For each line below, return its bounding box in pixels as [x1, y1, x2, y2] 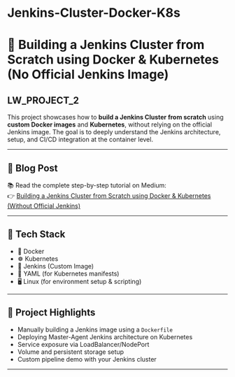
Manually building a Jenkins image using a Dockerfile [17, 325, 173, 334]
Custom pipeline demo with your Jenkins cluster [17, 355, 157, 363]
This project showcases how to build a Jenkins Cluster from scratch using [7, 113, 224, 122]
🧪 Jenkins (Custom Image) [17, 262, 94, 270]
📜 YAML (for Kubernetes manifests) [17, 269, 120, 278]
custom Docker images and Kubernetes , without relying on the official [7, 120, 212, 129]
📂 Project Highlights [7, 306, 96, 319]
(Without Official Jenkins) [7, 201, 81, 210]
